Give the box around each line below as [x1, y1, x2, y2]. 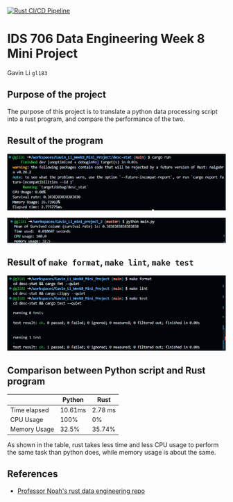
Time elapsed [10, 405, 49, 414]
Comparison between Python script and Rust [7, 364, 206, 376]
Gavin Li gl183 [7, 68, 48, 76]
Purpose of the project [7, 89, 106, 101]
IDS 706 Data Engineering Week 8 [7, 31, 205, 47]
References [7, 468, 58, 480]
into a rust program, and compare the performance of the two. [7, 115, 185, 123]
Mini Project [7, 46, 78, 62]
